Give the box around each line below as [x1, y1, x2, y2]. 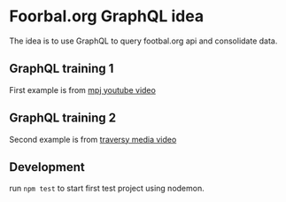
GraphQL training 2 [9, 111, 117, 126]
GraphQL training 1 [9, 61, 114, 76]
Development [9, 159, 86, 175]
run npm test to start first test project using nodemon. [9, 183, 205, 194]
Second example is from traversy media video [9, 134, 177, 144]
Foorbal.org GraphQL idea [9, 6, 205, 27]
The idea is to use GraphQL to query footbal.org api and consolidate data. [9, 35, 278, 46]
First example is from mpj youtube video [9, 84, 157, 95]
